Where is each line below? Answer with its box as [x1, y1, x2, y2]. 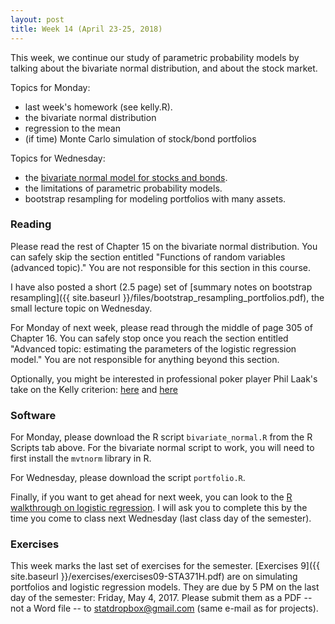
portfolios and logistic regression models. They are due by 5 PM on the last [10, 581, 320, 593]
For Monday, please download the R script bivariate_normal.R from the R [10, 431, 313, 443]
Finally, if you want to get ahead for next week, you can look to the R [10, 491, 293, 503]
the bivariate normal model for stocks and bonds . [24, 171, 228, 183]
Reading [10, 217, 52, 231]
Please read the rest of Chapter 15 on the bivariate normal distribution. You [10, 240, 318, 252]
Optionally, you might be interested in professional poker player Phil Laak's [10, 372, 318, 385]
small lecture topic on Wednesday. [10, 302, 153, 314]
